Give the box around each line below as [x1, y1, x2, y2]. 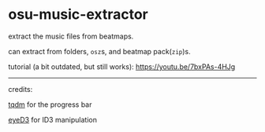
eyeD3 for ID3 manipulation [8, 115, 97, 124]
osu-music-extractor [8, 5, 148, 24]
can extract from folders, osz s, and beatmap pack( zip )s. [8, 46, 191, 56]
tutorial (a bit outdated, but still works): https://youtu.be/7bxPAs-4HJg [8, 61, 236, 71]
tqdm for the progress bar [8, 100, 92, 109]
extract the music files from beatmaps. [8, 31, 134, 41]
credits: [8, 84, 33, 93]
